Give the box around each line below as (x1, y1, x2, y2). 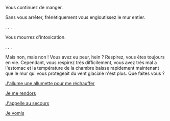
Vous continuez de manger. (5, 5, 63, 10)
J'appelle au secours (5, 100, 50, 106)
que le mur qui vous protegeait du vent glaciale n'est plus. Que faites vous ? (5, 70, 165, 76)
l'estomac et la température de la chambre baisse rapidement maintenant (5, 65, 159, 71)
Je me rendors (5, 90, 36, 96)
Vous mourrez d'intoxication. (5, 34, 66, 40)
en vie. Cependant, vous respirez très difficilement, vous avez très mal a (5, 59, 157, 66)
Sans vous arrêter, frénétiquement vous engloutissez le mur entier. (5, 14, 145, 20)
